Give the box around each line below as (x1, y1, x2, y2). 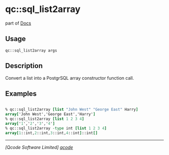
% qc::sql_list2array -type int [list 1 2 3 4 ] (5, 125, 107, 131)
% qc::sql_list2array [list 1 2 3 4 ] (5, 116, 84, 121)
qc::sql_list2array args (5, 48, 57, 53)
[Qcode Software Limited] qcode (5, 144, 73, 150)
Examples (5, 89, 37, 98)
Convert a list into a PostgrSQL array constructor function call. (5, 75, 134, 81)
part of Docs (5, 20, 31, 26)
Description (5, 62, 43, 70)
